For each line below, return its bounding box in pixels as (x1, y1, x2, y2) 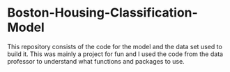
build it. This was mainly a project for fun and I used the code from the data (7, 50, 224, 58)
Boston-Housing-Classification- (7, 5, 199, 21)
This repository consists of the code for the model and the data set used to (7, 42, 223, 51)
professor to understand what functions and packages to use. (7, 57, 185, 65)
